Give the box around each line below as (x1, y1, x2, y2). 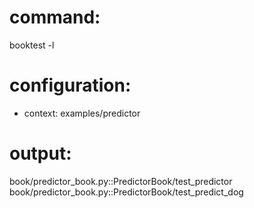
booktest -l (9, 39, 55, 51)
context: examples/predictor (23, 107, 141, 119)
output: (9, 142, 72, 165)
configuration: (9, 74, 132, 97)
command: (9, 6, 101, 29)
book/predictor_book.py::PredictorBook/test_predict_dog (9, 186, 244, 198)
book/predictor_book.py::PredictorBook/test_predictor (9, 175, 233, 187)
